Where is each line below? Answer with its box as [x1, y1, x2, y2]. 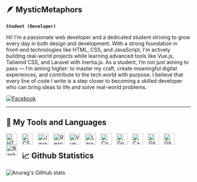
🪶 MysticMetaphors [6, 5, 83, 15]
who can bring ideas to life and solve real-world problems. [6, 83, 147, 90]
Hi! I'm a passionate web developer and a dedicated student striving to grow [6, 33, 191, 41]
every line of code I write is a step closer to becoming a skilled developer [6, 77, 183, 84]
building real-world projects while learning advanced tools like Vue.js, [6, 52, 175, 59]
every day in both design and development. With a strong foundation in [6, 40, 178, 47]
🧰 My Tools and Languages [6, 117, 107, 127]
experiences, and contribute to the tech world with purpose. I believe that [6, 71, 184, 78]
